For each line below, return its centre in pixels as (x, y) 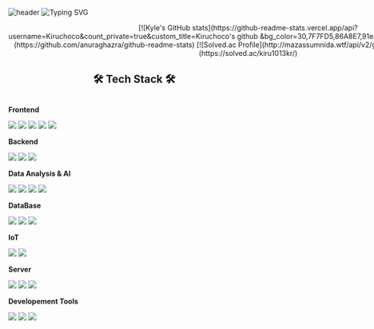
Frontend (24, 109)
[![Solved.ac (217, 45)
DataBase (25, 205)
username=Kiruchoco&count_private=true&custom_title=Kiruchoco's (122, 36)
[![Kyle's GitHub (165, 28)
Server (20, 269)
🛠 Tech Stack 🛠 (134, 79)
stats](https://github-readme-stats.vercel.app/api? (275, 28)
